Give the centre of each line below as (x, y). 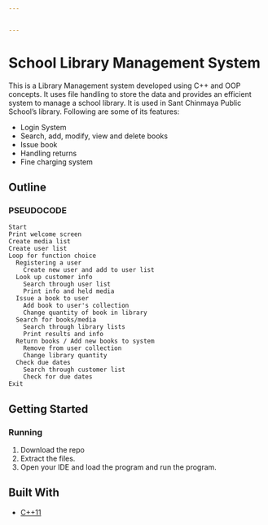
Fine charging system (57, 162)
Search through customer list (75, 370)
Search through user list (67, 284)
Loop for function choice (52, 256)
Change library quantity (65, 356)
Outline (27, 188)
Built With (34, 493)
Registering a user (49, 263)
